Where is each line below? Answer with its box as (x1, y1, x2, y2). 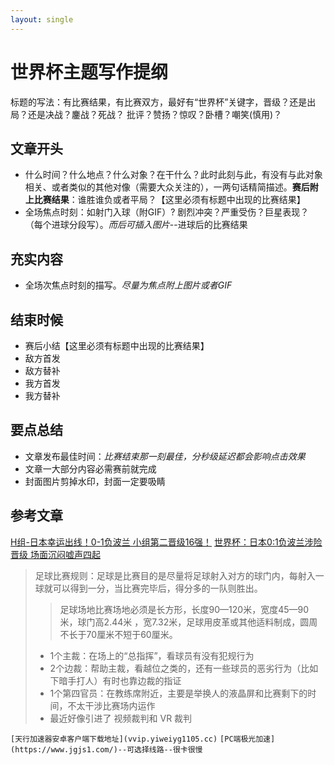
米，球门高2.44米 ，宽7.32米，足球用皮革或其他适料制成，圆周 (59, 616, 318, 628)
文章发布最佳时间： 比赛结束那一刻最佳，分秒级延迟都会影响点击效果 (24, 450, 306, 462)
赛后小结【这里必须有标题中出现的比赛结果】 (24, 340, 210, 351)
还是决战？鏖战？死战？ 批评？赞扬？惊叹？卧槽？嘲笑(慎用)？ (27, 108, 283, 120)
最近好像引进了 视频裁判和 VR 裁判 (49, 712, 193, 724)
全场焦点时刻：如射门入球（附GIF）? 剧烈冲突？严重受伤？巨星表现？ (24, 206, 310, 218)
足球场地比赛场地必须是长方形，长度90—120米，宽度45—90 (59, 603, 310, 615)
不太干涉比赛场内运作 (67, 699, 156, 711)
